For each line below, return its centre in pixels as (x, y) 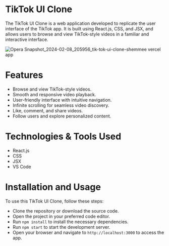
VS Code (22, 167)
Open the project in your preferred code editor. (61, 216)
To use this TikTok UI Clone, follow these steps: (54, 201)
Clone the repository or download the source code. (66, 211)
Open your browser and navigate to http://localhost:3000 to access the (88, 232)
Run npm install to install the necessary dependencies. (70, 222)
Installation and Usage (53, 187)
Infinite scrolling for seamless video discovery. (61, 105)
